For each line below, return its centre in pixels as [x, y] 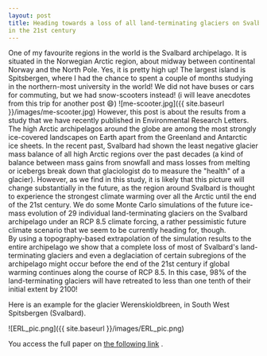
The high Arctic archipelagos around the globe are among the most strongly [132, 129]
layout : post [30, 15]
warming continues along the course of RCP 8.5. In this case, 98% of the [128, 273]
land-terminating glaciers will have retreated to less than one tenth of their [130, 281]
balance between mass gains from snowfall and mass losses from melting [129, 163]
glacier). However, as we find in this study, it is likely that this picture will [126, 180]
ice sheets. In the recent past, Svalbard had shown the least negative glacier [133, 146]
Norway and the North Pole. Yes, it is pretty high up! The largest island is [127, 70]
